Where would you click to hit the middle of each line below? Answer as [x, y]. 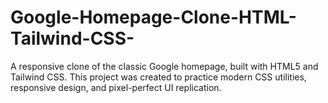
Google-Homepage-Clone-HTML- [153, 17]
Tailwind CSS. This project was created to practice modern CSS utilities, [158, 77]
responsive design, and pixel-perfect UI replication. [116, 87]
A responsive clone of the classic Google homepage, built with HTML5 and [164, 66]
